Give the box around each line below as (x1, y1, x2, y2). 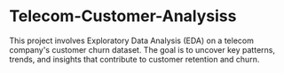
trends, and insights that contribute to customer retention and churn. (9, 54, 260, 64)
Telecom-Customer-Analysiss (9, 6, 237, 26)
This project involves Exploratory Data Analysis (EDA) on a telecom (9, 35, 255, 46)
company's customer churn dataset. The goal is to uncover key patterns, (9, 44, 275, 55)
